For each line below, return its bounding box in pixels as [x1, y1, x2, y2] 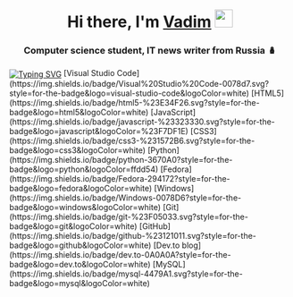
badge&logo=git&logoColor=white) [9, 221, 138, 232]
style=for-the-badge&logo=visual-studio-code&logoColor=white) [9, 88, 250, 98]
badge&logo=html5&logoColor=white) [9, 107, 149, 118]
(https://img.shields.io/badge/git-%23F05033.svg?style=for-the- [9, 211, 248, 223]
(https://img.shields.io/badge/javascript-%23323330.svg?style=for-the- [9, 116, 275, 127]
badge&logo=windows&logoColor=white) [9, 202, 162, 213]
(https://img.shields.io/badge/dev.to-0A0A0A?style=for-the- [9, 250, 231, 260]
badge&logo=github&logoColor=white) [9, 240, 152, 250]
